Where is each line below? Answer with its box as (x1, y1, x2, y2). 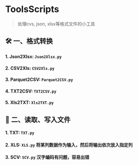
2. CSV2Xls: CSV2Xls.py (5, 65, 55, 71)
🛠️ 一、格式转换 (5, 37, 53, 46)
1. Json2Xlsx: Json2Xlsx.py (5, 53, 62, 59)
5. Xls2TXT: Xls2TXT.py (5, 100, 54, 106)
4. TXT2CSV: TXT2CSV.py (5, 88, 57, 94)
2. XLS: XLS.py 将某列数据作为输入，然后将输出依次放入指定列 (5, 142, 133, 148)
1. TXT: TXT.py (5, 130, 35, 136)
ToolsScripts (5, 4, 59, 15)
